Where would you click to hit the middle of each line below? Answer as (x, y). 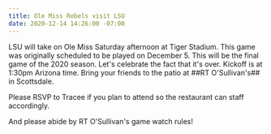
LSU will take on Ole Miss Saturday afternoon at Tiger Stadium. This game (132, 46)
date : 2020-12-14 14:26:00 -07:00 (67, 24)
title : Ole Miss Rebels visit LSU (67, 16)
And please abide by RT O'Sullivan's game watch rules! (101, 121)
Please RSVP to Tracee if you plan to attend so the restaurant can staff (127, 97)
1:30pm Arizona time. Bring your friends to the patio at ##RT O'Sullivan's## (134, 72)
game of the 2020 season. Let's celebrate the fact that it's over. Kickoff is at (135, 64)
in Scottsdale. (31, 81)
